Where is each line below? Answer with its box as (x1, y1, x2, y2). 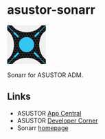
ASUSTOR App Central (16, 109, 82, 117)
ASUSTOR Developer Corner (16, 116, 98, 125)
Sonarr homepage (16, 123, 69, 132)
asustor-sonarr (7, 2, 96, 18)
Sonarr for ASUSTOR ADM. (7, 71, 84, 79)
